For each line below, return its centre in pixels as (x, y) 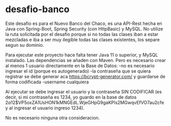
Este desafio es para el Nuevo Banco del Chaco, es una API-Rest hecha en (84, 23)
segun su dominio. (25, 45)
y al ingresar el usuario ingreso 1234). (45, 108)
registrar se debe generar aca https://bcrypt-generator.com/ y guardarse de (86, 76)
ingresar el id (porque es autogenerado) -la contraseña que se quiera (78, 71)
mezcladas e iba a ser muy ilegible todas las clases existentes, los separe (82, 40)
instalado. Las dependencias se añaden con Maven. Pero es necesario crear (86, 60)
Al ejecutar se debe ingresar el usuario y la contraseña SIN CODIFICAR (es (84, 91)
